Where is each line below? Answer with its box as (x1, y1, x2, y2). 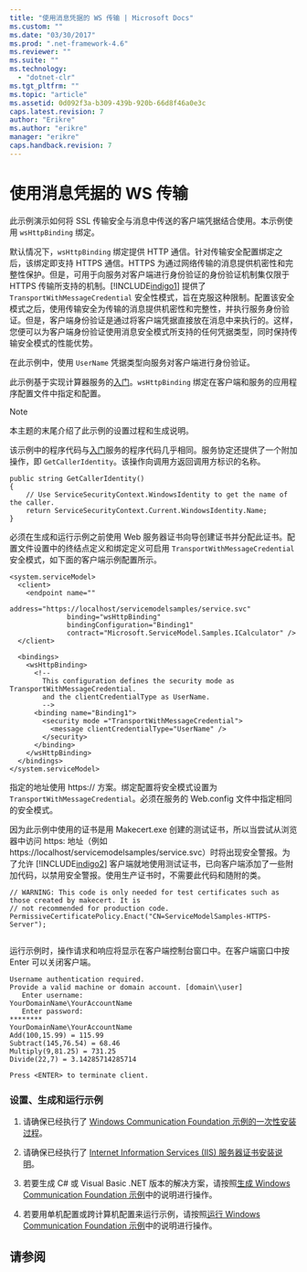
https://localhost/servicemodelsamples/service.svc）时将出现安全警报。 (9, 847, 283, 858)
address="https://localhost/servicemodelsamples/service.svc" (9, 604, 251, 614)
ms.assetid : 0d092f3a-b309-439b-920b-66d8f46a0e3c (9, 98, 206, 108)
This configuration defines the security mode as (42, 676, 235, 686)
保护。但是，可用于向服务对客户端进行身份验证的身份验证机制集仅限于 (25, 269, 290, 280)
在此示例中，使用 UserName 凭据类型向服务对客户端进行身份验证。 (9, 357, 256, 368)
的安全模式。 (9, 804, 58, 815)
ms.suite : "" (9, 56, 59, 65)
